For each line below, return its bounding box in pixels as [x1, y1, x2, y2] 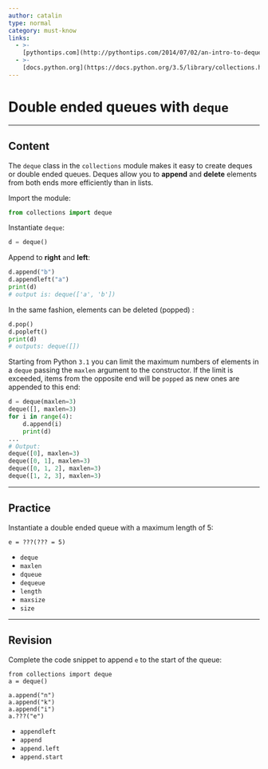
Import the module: [8, 193, 72, 203]
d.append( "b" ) [8, 268, 56, 276]
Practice [8, 502, 51, 515]
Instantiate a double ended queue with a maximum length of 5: [8, 523, 214, 532]
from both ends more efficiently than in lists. [8, 177, 154, 187]
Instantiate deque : [8, 223, 65, 232]
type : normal [8, 19, 52, 27]
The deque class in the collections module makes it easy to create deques [8, 160, 253, 170]
